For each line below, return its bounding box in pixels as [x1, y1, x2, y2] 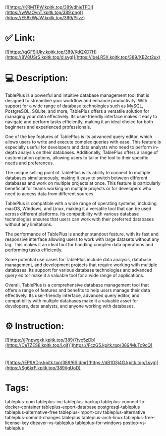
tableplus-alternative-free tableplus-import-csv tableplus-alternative [5, 409, 145, 415]
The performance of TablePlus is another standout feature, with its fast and [5, 231, 159, 237]
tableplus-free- [123, 414, 155, 420]
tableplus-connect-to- [101, 398, 147, 404]
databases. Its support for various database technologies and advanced [5, 267, 152, 273]
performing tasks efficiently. [5, 247, 63, 253]
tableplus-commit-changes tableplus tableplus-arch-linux [5, 414, 123, 420]
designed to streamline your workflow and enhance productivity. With [5, 97, 148, 103]
